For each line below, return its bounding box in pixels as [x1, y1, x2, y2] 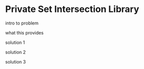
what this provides [5, 29, 44, 35]
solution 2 [5, 49, 26, 55]
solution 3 [5, 58, 26, 64]
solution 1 [5, 39, 25, 45]
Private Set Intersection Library [5, 3, 139, 15]
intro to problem [5, 20, 39, 26]
